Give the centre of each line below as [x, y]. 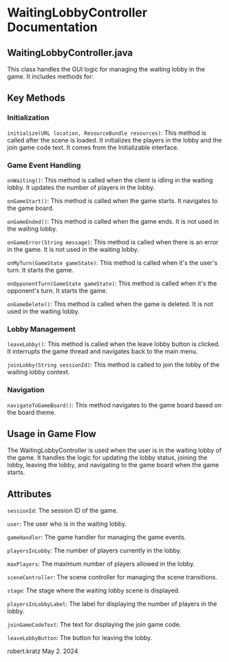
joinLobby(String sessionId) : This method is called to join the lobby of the [113, 365]
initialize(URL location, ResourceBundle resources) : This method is [107, 133]
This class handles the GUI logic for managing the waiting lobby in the [106, 69]
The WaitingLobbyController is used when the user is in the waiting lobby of [115, 450]
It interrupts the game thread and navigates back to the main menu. [102, 352]
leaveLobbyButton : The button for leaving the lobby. [80, 638]
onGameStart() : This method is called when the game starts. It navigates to [112, 200]
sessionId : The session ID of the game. [63, 511]
